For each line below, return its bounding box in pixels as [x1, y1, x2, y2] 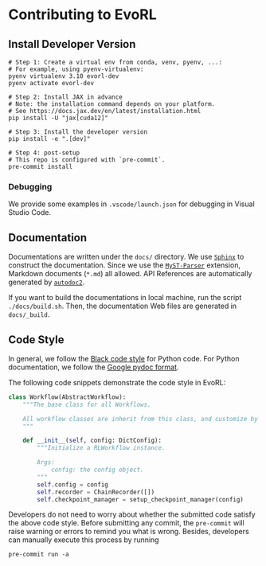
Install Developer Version [8, 37, 136, 51]
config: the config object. [50, 466, 145, 474]
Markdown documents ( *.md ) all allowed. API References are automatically [8, 269, 252, 279]
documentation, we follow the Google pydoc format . [8, 362, 179, 372]
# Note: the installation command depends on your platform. [8, 100, 216, 108]
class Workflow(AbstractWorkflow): [8, 392, 127, 401]
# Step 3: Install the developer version [8, 128, 148, 136]
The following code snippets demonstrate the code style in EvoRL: [8, 377, 226, 387]
